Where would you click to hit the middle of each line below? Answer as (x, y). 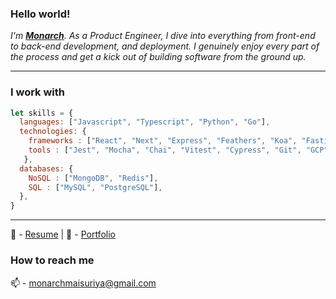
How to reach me (52, 260)
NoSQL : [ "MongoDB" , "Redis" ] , (93, 178)
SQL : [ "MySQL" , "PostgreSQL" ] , (95, 187)
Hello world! (40, 14)
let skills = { (42, 113)
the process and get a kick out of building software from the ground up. (158, 57)
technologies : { (53, 132)
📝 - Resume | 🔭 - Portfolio (63, 234)
